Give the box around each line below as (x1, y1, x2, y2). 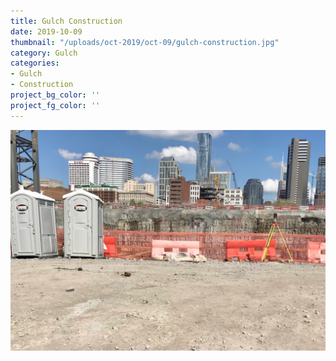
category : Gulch (10, 48, 78, 58)
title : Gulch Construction (10, 16, 123, 26)
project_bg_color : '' (10, 90, 101, 100)
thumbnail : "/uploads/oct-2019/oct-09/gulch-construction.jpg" (10, 37, 280, 47)
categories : (10, 58, 60, 69)
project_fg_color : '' (10, 100, 101, 110)
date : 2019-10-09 (10, 26, 83, 37)
